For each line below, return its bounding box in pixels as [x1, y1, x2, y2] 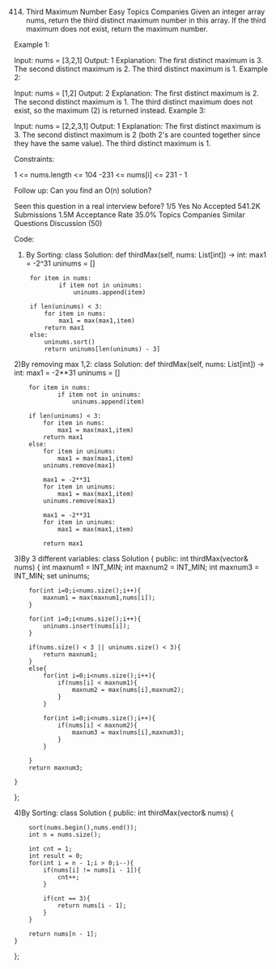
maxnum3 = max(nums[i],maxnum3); [71, 728, 185, 736]
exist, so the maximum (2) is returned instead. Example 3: [14, 105, 206, 115]
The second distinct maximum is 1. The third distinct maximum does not [14, 97, 253, 106]
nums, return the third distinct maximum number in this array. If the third [25, 15, 266, 25]
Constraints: [14, 154, 55, 164]
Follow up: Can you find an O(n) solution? [14, 186, 152, 195]
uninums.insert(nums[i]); [43, 622, 131, 630]
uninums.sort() [44, 338, 96, 346]
